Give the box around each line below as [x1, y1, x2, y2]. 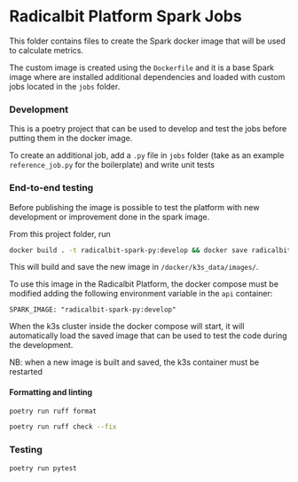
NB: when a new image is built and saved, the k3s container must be [9, 357, 260, 367]
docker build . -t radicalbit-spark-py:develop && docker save [9, 246, 248, 255]
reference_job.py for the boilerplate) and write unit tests [9, 160, 216, 170]
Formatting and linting [9, 387, 93, 397]
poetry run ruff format [9, 407, 98, 415]
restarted [9, 367, 43, 377]
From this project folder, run [9, 228, 111, 239]
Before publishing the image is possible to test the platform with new [9, 201, 260, 212]
